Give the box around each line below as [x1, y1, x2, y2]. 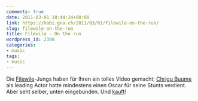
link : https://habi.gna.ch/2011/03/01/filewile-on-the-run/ [6, 20, 160, 26]
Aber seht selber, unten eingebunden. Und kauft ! [6, 88, 127, 95]
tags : [6, 53, 20, 59]
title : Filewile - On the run [6, 31, 82, 37]
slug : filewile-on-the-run [6, 25, 74, 32]
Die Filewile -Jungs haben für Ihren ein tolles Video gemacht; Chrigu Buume [6, 75, 192, 82]
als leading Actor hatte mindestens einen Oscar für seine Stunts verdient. [6, 81, 187, 88]
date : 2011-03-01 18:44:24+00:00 [6, 14, 90, 20]
